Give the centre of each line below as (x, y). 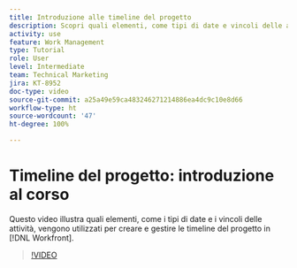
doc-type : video (39, 91)
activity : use (35, 34)
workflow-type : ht (43, 108)
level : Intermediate (47, 67)
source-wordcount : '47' (53, 116)
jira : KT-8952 (35, 83)
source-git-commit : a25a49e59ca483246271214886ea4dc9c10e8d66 (126, 100)
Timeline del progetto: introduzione (142, 176)
